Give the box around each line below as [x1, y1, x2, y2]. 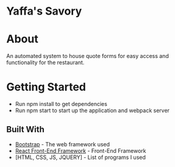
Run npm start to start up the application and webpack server [15, 107, 170, 114]
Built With [6, 124, 45, 135]
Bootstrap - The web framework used [15, 140, 110, 147]
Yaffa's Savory [6, 4, 82, 18]
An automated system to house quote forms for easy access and [6, 52, 169, 60]
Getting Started [6, 80, 87, 94]
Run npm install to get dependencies [15, 101, 108, 108]
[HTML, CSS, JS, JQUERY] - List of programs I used [15, 154, 146, 161]
